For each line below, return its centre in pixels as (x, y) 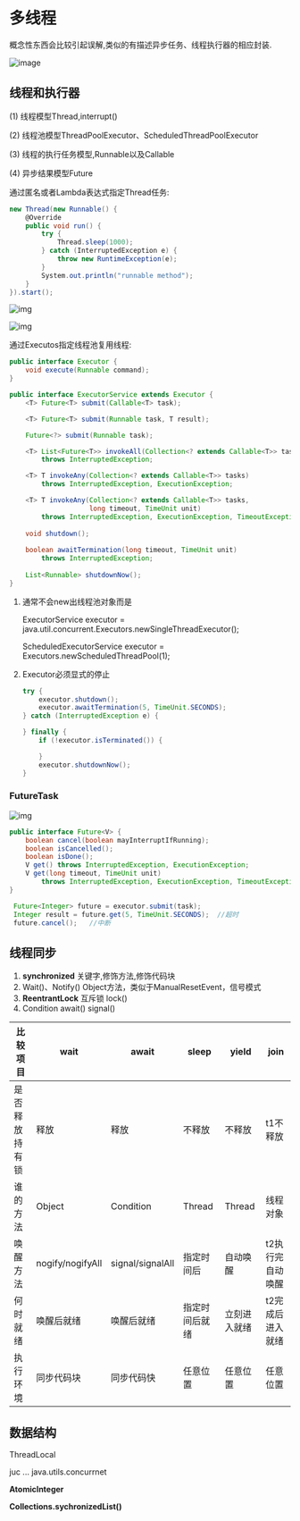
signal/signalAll (142, 1264)
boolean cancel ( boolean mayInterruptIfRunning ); (117, 840)
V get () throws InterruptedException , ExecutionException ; (137, 865)
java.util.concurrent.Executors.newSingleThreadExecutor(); (130, 629)
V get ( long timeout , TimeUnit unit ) (94, 874)
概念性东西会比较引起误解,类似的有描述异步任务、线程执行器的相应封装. (141, 45)
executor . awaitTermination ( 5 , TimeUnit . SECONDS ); (133, 708)
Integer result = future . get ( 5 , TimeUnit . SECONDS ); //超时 (126, 914)
